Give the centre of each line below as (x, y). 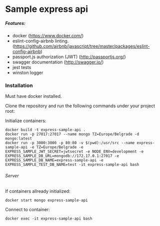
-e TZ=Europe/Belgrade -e (57, 148)
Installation (19, 85)
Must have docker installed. (34, 96)
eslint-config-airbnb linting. (40, 41)
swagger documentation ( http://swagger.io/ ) (58, 62)
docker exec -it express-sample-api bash (49, 219)
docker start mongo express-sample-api (47, 200)
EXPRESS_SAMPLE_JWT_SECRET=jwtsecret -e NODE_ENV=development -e (74, 152)
